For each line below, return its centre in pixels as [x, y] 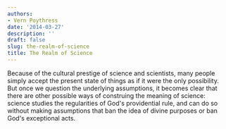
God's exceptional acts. [42, 118]
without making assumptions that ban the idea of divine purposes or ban [113, 111]
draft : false [26, 40]
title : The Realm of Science [50, 54]
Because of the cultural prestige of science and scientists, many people [111, 73]
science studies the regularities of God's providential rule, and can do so [113, 103]
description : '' [31, 33]
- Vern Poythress [33, 20]
